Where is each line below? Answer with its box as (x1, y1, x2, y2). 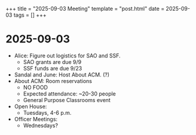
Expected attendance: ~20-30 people (23, 90, 116, 97)
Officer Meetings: (14, 115, 58, 122)
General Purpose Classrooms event (23, 96, 111, 103)
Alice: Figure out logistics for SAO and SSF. (14, 52, 121, 59)
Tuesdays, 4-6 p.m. (23, 109, 72, 116)
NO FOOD (23, 84, 48, 91)
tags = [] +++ (13, 11, 47, 19)
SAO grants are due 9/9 (23, 58, 82, 65)
